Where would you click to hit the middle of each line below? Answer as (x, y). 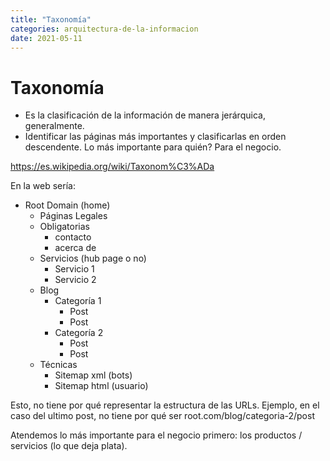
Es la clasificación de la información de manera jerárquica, (145, 115)
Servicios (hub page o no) (93, 258)
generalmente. (54, 126)
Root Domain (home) (67, 205)
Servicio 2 (75, 280)
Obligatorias (64, 227)
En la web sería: (43, 186)
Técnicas (58, 365)
